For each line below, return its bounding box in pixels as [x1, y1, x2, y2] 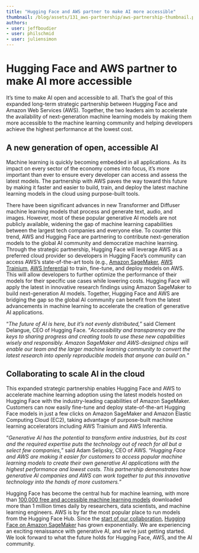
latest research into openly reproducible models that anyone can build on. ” [6, 351, 190, 359]
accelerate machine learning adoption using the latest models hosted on [6, 391, 182, 398]
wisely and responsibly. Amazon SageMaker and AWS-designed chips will [6, 339, 188, 346]
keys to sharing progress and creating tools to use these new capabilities [6, 333, 185, 340]
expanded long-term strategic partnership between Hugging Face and [6, 100, 178, 107]
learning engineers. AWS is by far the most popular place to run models [6, 508, 181, 516]
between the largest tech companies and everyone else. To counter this [6, 227, 182, 234]
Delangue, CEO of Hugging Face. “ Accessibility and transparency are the [6, 326, 185, 333]
